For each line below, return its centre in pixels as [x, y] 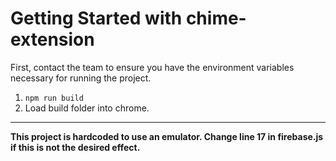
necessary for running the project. [81, 78]
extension [52, 39]
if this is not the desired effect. [75, 147]
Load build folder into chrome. [87, 108]
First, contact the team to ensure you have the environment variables [152, 67]
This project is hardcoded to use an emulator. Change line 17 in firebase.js [167, 136]
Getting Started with [96, 18]
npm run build [54, 98]
